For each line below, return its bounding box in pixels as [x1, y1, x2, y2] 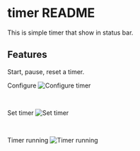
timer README [7, 5, 95, 21]
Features [7, 49, 47, 61]
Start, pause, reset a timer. [7, 67, 85, 75]
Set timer [7, 108, 34, 117]
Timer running [7, 135, 49, 144]
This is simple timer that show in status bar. [7, 28, 134, 37]
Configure [7, 81, 37, 90]
